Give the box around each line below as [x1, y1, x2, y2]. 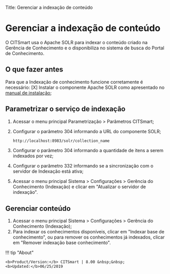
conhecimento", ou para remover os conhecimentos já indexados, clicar [12, 234, 165, 241]
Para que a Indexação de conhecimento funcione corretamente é [5, 79, 143, 85]
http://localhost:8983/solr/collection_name [12, 138, 110, 143]
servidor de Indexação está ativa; [12, 168, 84, 174]
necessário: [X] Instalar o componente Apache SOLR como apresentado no [5, 84, 165, 90]
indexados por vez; [12, 153, 54, 159]
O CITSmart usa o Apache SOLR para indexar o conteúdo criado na [5, 39, 148, 45]
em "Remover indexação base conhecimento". [12, 240, 111, 246]
